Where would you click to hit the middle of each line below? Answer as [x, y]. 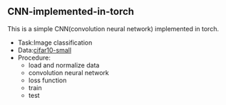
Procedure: [34, 57]
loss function [47, 80]
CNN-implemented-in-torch [71, 12]
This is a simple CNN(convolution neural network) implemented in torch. [113, 28]
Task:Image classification [55, 43]
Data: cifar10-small [45, 50]
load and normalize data [64, 65]
